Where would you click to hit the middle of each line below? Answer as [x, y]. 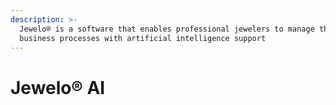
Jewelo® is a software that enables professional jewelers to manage [167, 29]
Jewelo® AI [58, 87]
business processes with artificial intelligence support [143, 38]
